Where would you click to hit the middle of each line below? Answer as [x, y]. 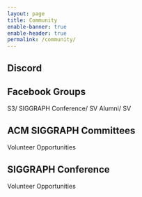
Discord [25, 68]
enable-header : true [37, 33]
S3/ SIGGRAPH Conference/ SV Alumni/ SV [69, 108]
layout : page [26, 14]
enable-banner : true [37, 27]
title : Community [32, 20]
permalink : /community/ [42, 40]
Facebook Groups [46, 92]
